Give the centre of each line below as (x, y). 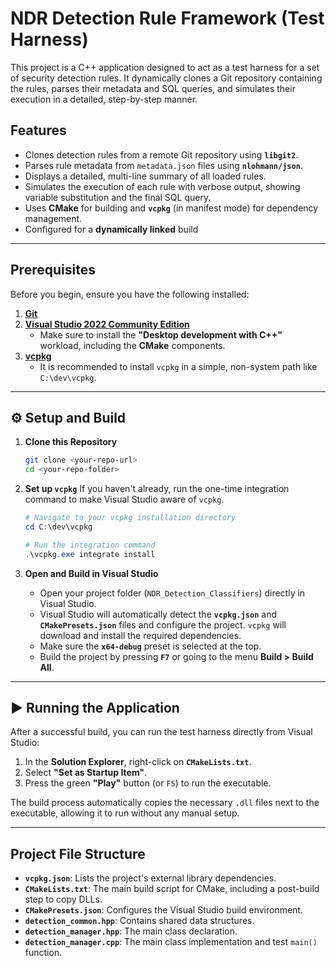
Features (38, 130)
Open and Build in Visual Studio (91, 573)
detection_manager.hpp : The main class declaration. (131, 931)
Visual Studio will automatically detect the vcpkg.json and (158, 614)
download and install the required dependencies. (140, 635)
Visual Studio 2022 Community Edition (107, 324)
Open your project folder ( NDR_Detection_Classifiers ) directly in (172, 593)
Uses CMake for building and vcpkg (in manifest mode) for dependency (171, 208)
